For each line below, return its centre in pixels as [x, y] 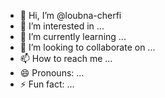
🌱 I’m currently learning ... [73, 36]
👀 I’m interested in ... [62, 26]
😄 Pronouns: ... [52, 73]
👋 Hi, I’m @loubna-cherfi [70, 15]
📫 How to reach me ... [66, 58]
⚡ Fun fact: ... [47, 84]
